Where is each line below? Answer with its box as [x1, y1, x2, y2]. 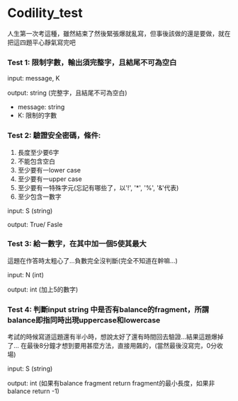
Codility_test [7, 5, 83, 21]
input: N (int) [7, 270, 45, 279]
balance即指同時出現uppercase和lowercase [7, 315, 161, 325]
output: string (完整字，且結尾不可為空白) [7, 88, 127, 97]
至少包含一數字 [17, 192, 62, 201]
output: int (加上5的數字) [7, 285, 79, 294]
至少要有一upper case [17, 175, 83, 183]
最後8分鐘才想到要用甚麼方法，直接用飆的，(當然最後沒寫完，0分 [27, 342, 217, 350]
